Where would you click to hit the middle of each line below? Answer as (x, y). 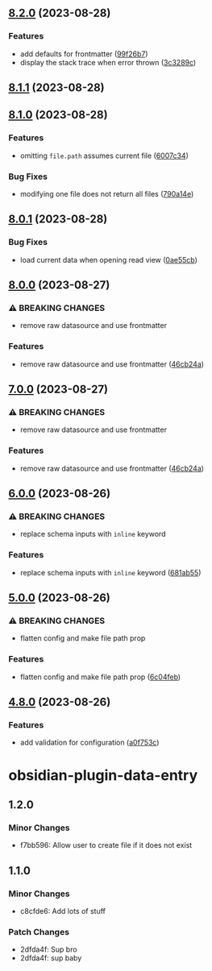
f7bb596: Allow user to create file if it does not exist (106, 845)
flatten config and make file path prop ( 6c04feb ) (100, 677)
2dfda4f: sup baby (51, 958)
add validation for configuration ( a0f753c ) (89, 743)
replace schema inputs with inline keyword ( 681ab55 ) (110, 572)
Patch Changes (39, 932)
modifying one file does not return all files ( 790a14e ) (107, 194)
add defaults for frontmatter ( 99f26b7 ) (84, 54)
